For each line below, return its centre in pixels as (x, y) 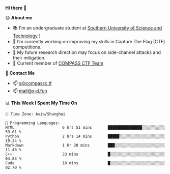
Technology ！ (27, 36)
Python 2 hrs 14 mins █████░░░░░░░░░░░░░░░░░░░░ (85, 136)
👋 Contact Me (20, 73)
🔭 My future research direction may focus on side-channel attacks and (87, 52)
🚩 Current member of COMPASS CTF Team (58, 63)
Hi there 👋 (16, 8)
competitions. (27, 47)
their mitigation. (29, 58)
